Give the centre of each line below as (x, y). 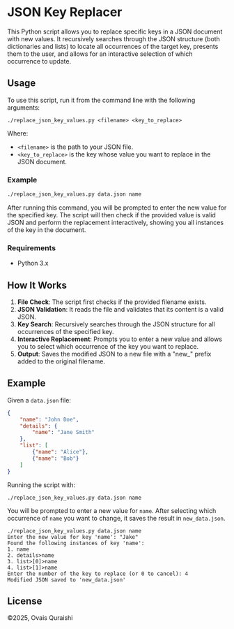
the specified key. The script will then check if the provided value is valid (111, 215)
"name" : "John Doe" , (49, 419)
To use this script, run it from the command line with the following (101, 100)
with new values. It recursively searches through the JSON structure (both (114, 38)
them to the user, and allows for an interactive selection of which (100, 54)
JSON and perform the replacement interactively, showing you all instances (116, 222)
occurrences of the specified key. (65, 332)
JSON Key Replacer (65, 12)
